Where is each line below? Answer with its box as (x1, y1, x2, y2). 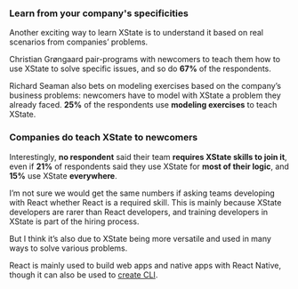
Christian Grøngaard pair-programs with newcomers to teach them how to (9, 54, 281, 65)
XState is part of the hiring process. (9, 216, 140, 227)
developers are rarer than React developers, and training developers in (9, 206, 269, 217)
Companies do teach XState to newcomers (9, 132, 198, 144)
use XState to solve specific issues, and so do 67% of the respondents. (9, 63, 271, 74)
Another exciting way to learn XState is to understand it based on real (9, 28, 264, 38)
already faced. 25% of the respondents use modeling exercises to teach (9, 100, 278, 110)
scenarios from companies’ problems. (9, 36, 149, 47)
